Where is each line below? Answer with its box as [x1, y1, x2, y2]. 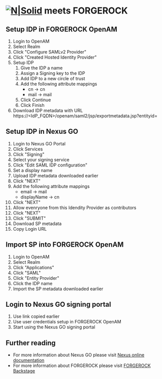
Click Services [13, 146, 43, 152]
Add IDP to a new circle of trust [20, 76, 85, 81]
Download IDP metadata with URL [13, 108, 83, 113]
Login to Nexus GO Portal [13, 140, 66, 146]
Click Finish [20, 102, 45, 108]
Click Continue [20, 97, 51, 103]
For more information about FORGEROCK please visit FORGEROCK [13, 362, 151, 368]
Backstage [13, 368, 36, 374]
